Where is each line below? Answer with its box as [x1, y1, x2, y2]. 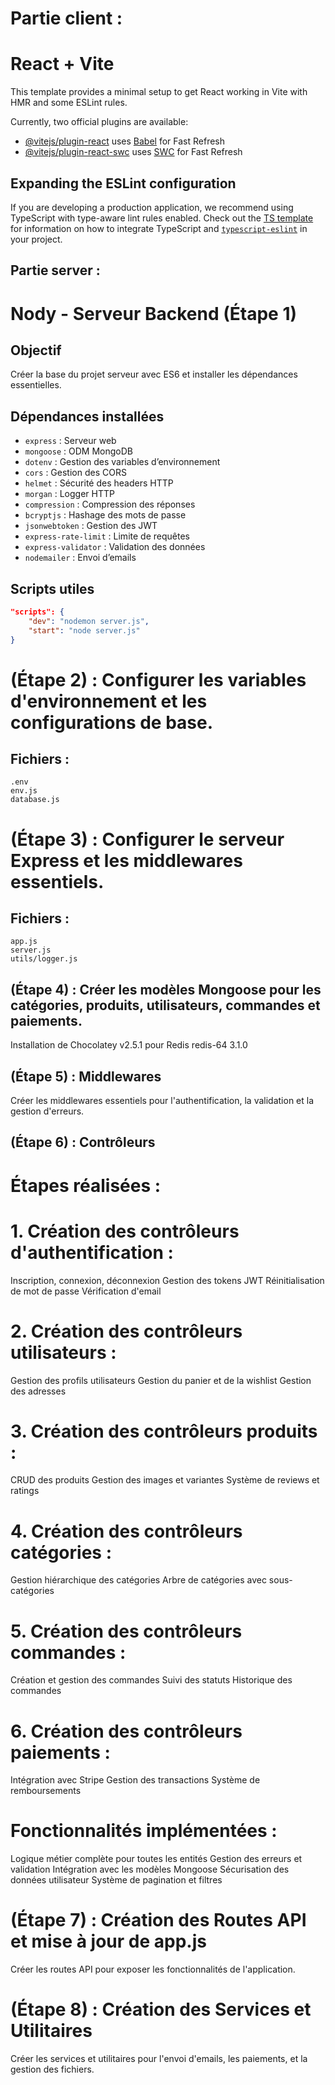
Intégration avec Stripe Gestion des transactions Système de [10, 1774, 261, 1786]
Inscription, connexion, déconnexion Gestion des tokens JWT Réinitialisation [10, 1274, 325, 1286]
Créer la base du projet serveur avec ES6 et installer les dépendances [10, 368, 298, 381]
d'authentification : [10, 1241, 174, 1264]
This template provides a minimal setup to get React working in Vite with [10, 86, 308, 98]
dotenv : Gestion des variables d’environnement [24, 456, 221, 468]
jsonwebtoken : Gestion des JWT [24, 520, 158, 532]
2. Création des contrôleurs [10, 1320, 243, 1342]
